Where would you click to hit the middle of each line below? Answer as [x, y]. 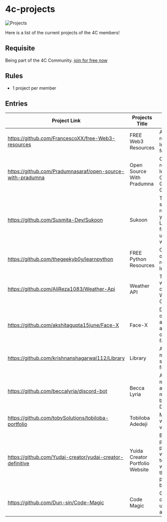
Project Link [66, 121]
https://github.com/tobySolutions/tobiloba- [58, 418]
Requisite [20, 48]
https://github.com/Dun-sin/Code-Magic [56, 503]
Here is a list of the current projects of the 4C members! [63, 32]
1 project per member [34, 88]
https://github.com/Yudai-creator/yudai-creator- [66, 457]
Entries [17, 103]
